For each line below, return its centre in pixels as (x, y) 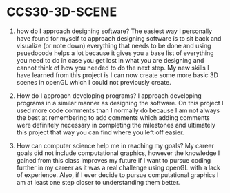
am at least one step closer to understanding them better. (98, 182)
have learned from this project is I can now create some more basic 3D (117, 75)
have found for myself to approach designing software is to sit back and (119, 38)
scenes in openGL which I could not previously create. (94, 82)
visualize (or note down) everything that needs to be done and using (114, 45)
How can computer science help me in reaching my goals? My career (115, 145)
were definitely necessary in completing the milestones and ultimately (116, 125)
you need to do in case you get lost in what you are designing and (110, 60)
